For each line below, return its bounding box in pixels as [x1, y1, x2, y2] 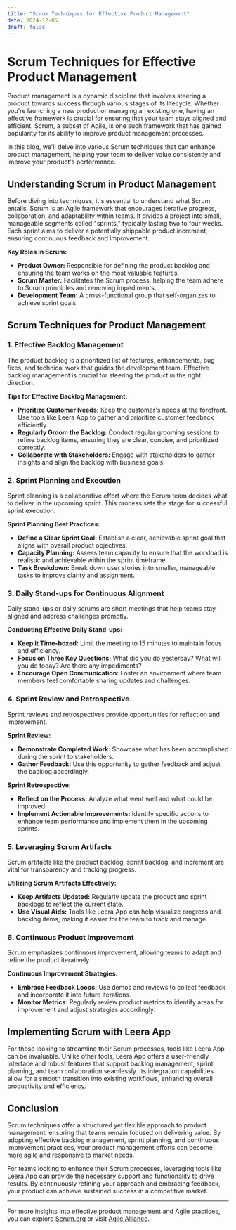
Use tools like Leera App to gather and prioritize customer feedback [17, 413, 214, 422]
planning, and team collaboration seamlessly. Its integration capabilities [7, 1067, 214, 1075]
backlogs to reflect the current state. [17, 900, 124, 908]
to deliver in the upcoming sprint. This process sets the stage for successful [7, 499, 228, 507]
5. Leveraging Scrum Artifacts [7, 841, 112, 851]
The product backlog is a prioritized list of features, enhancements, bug [7, 356, 216, 364]
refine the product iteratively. [7, 956, 91, 964]
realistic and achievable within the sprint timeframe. [17, 556, 167, 564]
